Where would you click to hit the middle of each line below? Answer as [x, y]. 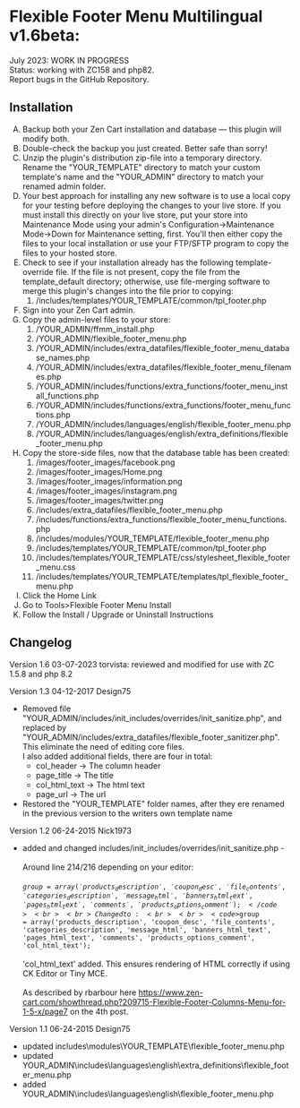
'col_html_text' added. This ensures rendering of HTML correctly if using [156, 964]
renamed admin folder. [64, 186]
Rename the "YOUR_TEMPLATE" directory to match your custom [141, 167]
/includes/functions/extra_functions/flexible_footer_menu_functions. [161, 519]
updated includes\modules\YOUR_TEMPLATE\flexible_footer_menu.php [153, 1046]
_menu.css [56, 567]
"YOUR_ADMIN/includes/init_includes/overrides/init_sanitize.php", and [152, 717]
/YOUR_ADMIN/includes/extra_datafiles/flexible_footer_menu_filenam [163, 367]
